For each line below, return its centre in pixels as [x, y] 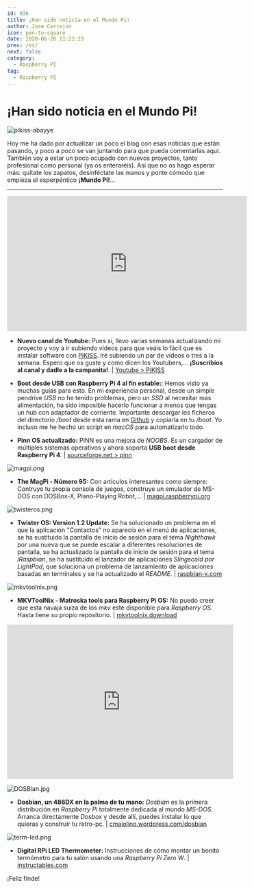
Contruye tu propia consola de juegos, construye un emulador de [109, 489]
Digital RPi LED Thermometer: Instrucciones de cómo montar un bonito [118, 851]
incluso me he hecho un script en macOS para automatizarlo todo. [111, 427]
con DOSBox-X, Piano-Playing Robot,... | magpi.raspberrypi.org [121, 496]
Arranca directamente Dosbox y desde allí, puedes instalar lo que [109, 817]
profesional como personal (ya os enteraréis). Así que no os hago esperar [111, 165]
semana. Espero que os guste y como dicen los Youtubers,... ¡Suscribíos [120, 363]
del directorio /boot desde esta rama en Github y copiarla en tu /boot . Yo [119, 420]
